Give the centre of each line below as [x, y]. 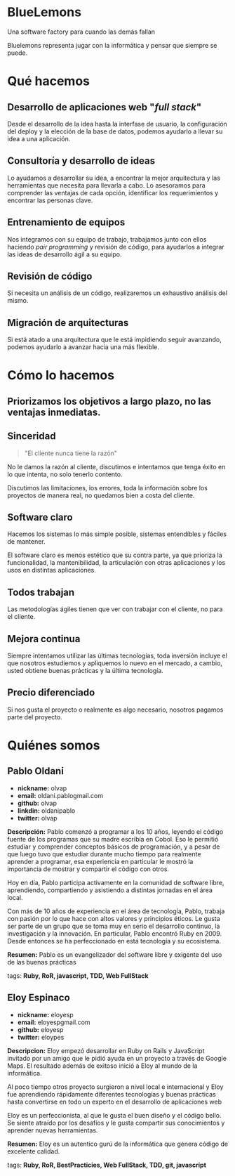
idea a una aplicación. [39, 138]
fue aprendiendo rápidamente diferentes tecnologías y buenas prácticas [112, 1094]
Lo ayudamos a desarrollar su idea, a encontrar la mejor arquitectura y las [114, 178]
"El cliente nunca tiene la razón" [71, 453]
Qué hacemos [48, 81]
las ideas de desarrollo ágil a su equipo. [65, 254]
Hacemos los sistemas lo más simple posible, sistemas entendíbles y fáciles [117, 534]
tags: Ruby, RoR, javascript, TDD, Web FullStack [78, 975]
